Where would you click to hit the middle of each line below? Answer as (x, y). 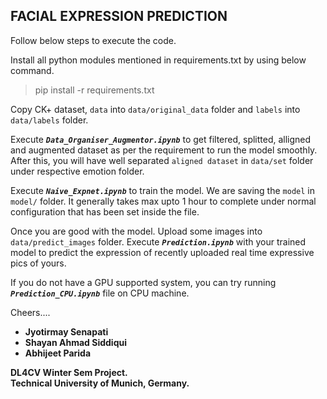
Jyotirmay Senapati (66, 331)
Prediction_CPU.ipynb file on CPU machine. (100, 293)
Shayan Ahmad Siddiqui (75, 342)
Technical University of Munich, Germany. (100, 383)
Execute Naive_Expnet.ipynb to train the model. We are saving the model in (162, 190)
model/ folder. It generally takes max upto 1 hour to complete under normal (163, 201)
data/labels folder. (49, 120)
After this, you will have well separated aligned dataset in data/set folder (162, 160)
